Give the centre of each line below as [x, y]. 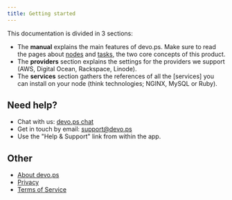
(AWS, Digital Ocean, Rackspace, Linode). [77, 69]
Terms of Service [42, 190]
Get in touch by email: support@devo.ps [75, 129]
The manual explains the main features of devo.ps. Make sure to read [116, 46]
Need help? [32, 106]
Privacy [28, 182]
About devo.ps [38, 175]
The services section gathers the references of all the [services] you [116, 76]
